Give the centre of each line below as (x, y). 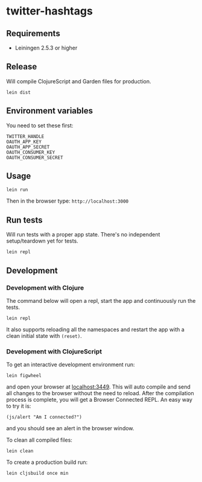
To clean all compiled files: (39, 440)
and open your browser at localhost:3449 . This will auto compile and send (99, 387)
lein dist (19, 92)
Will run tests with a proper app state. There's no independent (83, 235)
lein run (17, 190)
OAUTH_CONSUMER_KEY (31, 152)
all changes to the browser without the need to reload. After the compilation (100, 393)
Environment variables (50, 111)
